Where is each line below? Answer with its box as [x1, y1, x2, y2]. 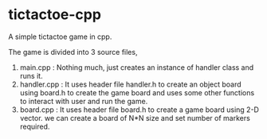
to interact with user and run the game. [19, 96, 148, 106]
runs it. [19, 71, 43, 80]
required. [19, 122, 50, 131]
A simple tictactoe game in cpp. [8, 32, 112, 41]
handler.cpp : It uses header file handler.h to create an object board [19, 79, 241, 89]
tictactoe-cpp [8, 6, 102, 24]
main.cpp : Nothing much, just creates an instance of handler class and [19, 62, 254, 72]
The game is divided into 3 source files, [8, 47, 138, 56]
